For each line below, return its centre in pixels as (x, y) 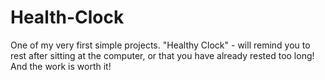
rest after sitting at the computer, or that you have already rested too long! (162, 55)
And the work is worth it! (61, 66)
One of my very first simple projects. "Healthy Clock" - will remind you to (160, 45)
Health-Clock (67, 17)
